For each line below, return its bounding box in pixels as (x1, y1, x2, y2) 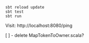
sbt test (5, 9, 24, 14)
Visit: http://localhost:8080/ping (5, 23, 73, 28)
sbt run (5, 14, 22, 19)
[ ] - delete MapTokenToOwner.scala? (5, 32, 84, 38)
